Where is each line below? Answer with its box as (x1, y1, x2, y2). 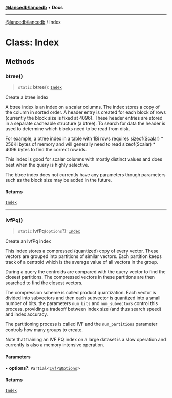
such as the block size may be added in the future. (5, 177, 112, 183)
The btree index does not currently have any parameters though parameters (5, 171, 166, 178)
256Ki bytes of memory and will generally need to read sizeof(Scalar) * (5, 141, 156, 147)
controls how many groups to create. (5, 326, 83, 333)
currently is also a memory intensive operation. (5, 342, 104, 348)
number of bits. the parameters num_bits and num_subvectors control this (5, 300, 158, 307)
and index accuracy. (5, 311, 48, 317)
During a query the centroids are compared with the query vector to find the (5, 269, 166, 275)
